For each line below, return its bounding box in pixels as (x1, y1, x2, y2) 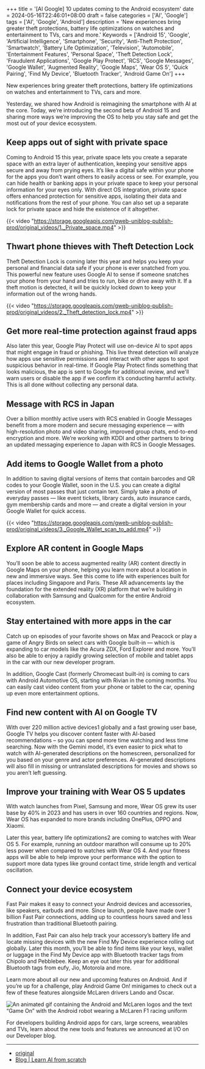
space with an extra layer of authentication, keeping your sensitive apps (6, 160, 187, 167)
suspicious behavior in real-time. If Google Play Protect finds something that (6, 361, 198, 369)
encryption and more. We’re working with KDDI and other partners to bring (6, 435, 194, 442)
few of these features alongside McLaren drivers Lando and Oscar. (6, 989, 175, 996)
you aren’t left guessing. (6, 769, 67, 776)
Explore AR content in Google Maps (6, 543, 144, 554)
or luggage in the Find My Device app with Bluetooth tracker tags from (6, 951, 184, 958)
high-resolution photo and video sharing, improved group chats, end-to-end (6, 428, 198, 435)
